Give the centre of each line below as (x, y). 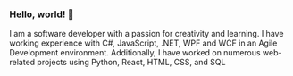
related (22, 63)
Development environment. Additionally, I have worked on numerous (135, 53)
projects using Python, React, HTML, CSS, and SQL (131, 63)
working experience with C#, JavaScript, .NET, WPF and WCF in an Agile (143, 43)
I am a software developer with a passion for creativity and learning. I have (146, 34)
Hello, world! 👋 (42, 14)
